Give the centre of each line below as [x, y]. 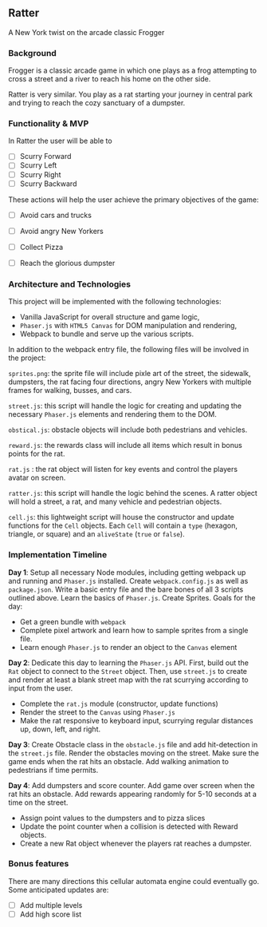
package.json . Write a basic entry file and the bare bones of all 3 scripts [126, 589]
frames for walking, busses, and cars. [70, 390]
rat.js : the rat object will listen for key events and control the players [123, 469]
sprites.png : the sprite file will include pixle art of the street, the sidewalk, [130, 374]
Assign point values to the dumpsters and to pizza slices [112, 818]
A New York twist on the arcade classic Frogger [86, 32]
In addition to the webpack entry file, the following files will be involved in [129, 350]
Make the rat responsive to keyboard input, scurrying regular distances [136, 720]
